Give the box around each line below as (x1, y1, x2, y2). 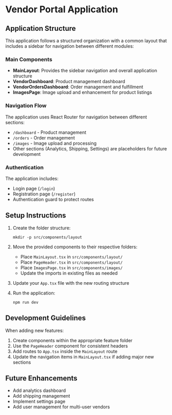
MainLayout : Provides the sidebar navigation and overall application (12, 68, 158, 74)
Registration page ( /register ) (12, 191, 76, 197)
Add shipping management (12, 393, 70, 399)
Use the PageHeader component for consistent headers (12, 343, 128, 349)
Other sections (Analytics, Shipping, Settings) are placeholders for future (12, 145, 167, 152)
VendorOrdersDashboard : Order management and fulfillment (12, 84, 144, 90)
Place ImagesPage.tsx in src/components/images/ (20, 264, 123, 270)
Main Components (5, 55, 52, 63)
